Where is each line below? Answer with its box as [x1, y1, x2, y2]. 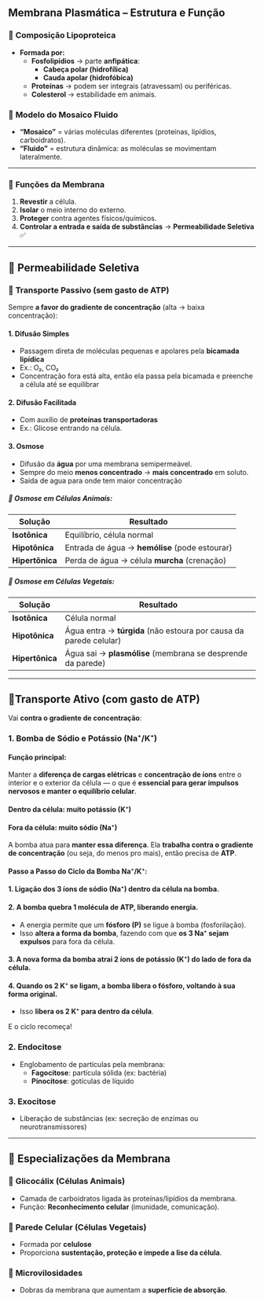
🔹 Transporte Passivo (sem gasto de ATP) [8, 285, 170, 296]
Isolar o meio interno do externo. [19, 205, 127, 215]
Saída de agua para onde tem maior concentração [19, 476, 182, 485]
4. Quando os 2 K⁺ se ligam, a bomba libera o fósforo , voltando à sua [8, 980, 236, 990]
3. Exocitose [8, 1096, 57, 1107]
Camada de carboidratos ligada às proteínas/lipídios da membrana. [19, 1193, 237, 1203]
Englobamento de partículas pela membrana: [19, 1059, 165, 1068]
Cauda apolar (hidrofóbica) [42, 72, 134, 82]
